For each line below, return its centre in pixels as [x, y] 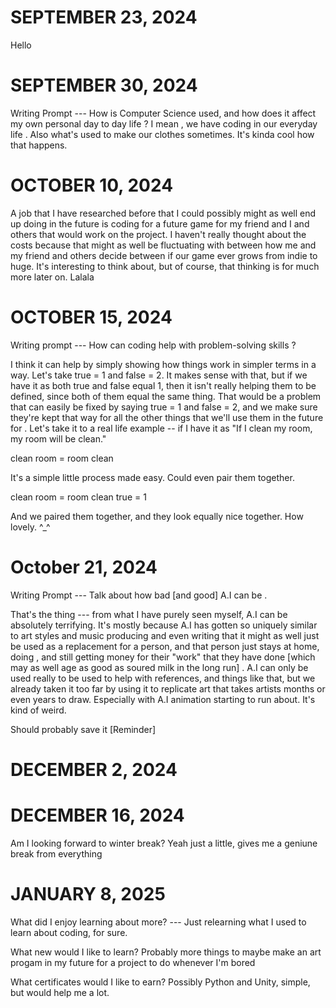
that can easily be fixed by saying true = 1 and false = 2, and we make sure [164, 407]
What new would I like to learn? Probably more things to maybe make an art [166, 952]
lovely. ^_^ [30, 527]
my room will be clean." [58, 438]
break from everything [56, 853]
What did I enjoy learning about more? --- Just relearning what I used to [158, 922]
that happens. [39, 145]
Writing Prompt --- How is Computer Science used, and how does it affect [163, 113]
